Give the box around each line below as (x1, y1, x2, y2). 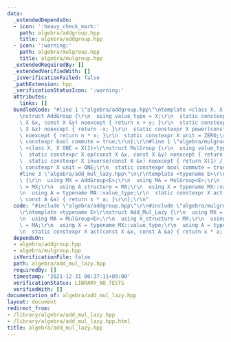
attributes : (13, 94, 48, 101)
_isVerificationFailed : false (13, 74, 100, 81)
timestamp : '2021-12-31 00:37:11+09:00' (13, 273, 131, 280)
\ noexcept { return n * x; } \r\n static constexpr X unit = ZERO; (19, 132, 220, 139)
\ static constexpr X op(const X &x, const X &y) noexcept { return (19, 151, 223, 159)
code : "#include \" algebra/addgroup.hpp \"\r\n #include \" (13, 203, 184, 210)
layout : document (7, 299, 57, 305)
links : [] (19, 100, 48, 107)
